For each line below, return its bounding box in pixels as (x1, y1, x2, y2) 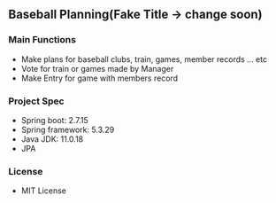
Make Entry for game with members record (20, 73, 179, 83)
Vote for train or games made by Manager (20, 63, 174, 74)
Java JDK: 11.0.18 (20, 133, 84, 144)
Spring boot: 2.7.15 (20, 114, 89, 125)
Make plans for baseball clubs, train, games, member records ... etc (20, 53, 267, 65)
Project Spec (8, 95, 65, 107)
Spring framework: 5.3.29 (20, 124, 115, 135)
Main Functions (8, 34, 77, 46)
